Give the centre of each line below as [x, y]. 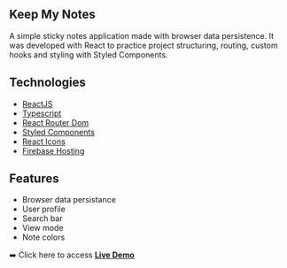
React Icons [44, 142]
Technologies [48, 83]
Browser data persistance [69, 200]
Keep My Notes [52, 15]
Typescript [42, 113]
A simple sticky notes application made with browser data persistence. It [142, 35]
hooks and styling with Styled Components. [89, 54]
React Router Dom [55, 122]
